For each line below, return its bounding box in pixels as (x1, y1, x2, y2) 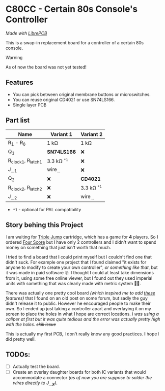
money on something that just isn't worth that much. (5, 244, 111, 250)
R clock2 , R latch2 (8, 184, 42, 192)
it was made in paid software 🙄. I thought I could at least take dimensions (5, 269, 154, 275)
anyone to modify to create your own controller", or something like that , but (5, 264, 158, 270)
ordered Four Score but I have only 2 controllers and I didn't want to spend (5, 239, 157, 245)
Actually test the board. (12, 363, 60, 369)
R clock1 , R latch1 (8, 157, 42, 165)
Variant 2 (81, 130, 103, 137)
